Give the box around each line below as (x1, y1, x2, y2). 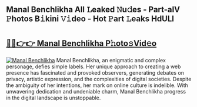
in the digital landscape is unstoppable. (6, 94, 101, 101)
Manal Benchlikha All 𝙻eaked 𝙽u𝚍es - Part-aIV (6, 5, 181, 15)
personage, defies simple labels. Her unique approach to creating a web (6, 63, 181, 70)
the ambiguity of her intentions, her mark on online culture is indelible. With (6, 82, 188, 89)
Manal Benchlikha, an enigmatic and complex (56, 57, 166, 63)
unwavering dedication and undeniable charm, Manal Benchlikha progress (6, 88, 186, 95)
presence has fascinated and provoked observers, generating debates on (6, 69, 184, 76)
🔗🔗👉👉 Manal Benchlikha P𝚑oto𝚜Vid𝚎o (6, 38, 157, 48)
